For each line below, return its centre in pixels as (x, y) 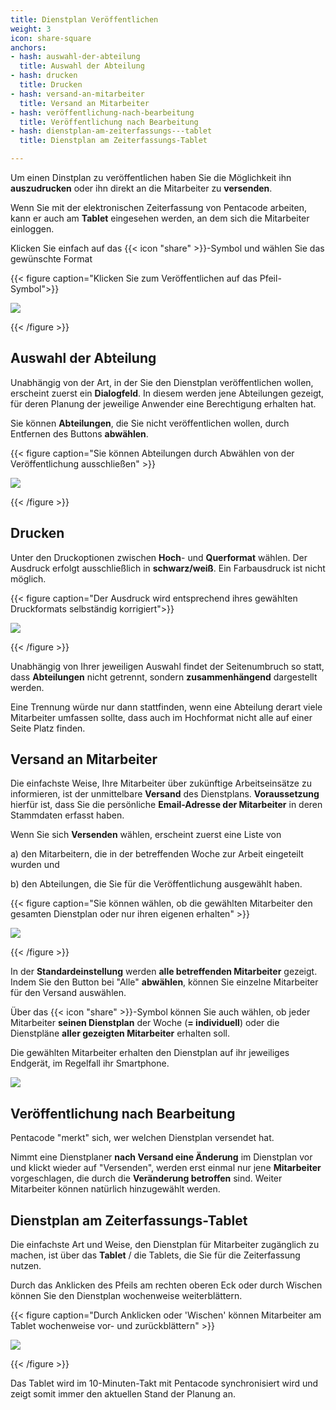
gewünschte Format (51, 259)
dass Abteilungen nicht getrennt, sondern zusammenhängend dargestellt (164, 677)
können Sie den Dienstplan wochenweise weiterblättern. (126, 1296)
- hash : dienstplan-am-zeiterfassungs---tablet (111, 131)
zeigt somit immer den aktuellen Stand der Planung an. (123, 1394)
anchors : (28, 47)
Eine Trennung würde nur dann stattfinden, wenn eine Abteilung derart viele (166, 707)
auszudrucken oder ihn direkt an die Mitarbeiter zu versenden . (141, 188)
